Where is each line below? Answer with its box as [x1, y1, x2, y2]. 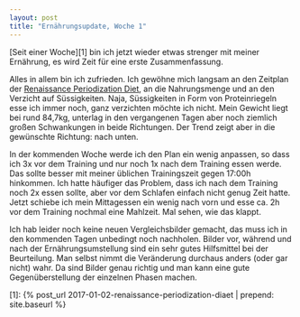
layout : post [9, 13, 59, 23]
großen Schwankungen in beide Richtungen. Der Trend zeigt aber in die [9, 121, 276, 132]
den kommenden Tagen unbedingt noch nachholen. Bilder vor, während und [9, 233, 292, 244]
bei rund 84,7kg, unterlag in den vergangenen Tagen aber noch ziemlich [9, 112, 277, 123]
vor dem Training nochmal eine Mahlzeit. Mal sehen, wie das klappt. [9, 206, 261, 217]
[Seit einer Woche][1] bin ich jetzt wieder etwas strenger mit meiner [9, 46, 259, 57]
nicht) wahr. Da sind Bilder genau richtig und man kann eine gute [9, 262, 250, 273]
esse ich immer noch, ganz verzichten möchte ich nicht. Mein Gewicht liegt [9, 102, 288, 113]
